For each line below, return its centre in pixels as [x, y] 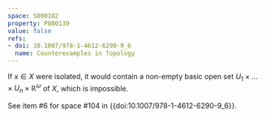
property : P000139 [39, 23]
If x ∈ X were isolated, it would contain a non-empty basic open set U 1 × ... [133, 78]
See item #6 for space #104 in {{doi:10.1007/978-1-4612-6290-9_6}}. [122, 106]
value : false [30, 31]
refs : [17, 38]
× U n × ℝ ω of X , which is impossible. [68, 88]
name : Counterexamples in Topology [75, 53]
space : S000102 [33, 16]
